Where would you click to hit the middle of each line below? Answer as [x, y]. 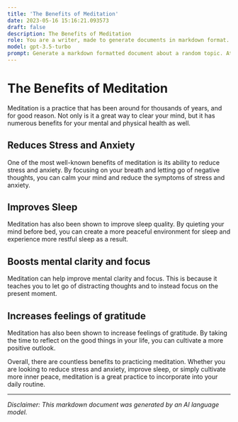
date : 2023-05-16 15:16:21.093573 [58, 21]
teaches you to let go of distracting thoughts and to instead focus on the [113, 286]
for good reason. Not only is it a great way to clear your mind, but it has [111, 115]
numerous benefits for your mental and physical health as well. [99, 123]
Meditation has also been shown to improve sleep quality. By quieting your [116, 224]
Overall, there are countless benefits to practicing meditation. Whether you [116, 362]
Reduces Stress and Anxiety [71, 146]
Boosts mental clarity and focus [79, 262]
